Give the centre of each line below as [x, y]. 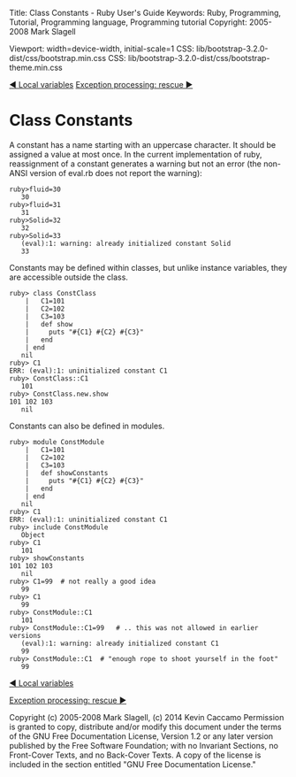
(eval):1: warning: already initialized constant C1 [120, 643]
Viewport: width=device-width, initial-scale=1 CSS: [102, 49]
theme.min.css [36, 67]
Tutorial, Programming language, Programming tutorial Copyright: [128, 22]
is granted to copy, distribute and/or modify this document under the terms [145, 727]
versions [25, 635]
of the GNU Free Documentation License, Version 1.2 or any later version [141, 736]
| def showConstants [67, 473]
